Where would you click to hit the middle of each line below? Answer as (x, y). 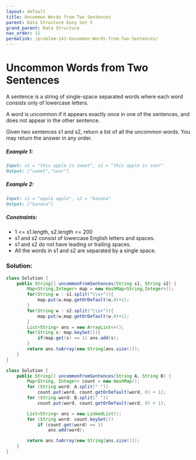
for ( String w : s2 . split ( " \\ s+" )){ (71, 311)
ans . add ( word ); (66, 430)
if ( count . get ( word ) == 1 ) (70, 425)
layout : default (26, 11)
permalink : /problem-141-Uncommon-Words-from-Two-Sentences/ (82, 39)
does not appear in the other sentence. (53, 120)
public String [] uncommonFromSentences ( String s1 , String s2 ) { (97, 283)
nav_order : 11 (23, 33)
